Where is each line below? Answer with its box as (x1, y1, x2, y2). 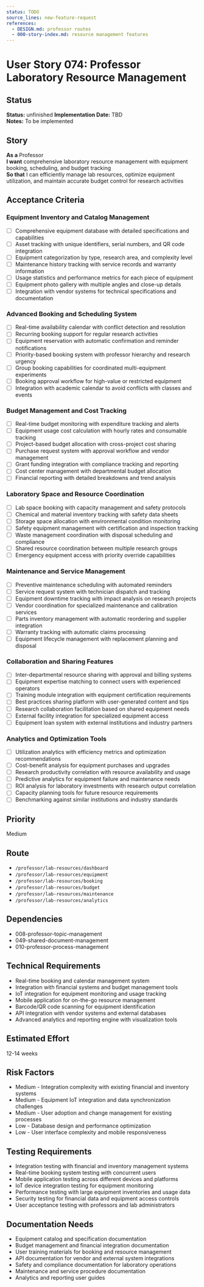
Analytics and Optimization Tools (6, 735, 107, 743)
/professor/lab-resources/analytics (15, 898, 108, 904)
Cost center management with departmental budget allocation (15, 467, 172, 475)
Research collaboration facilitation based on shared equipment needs (15, 705, 190, 713)
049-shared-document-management (15, 936, 108, 944)
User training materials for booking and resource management (15, 1248, 172, 1255)
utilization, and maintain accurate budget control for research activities (6, 177, 184, 185)
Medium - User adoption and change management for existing (15, 1109, 172, 1116)
